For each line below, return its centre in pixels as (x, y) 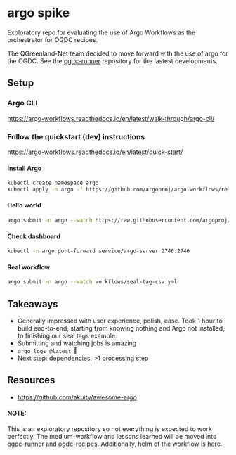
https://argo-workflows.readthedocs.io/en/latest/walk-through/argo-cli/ (111, 118)
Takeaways (33, 304)
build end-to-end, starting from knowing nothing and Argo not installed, (121, 328)
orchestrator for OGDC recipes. (53, 39)
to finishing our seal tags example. (67, 335)
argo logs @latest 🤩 (47, 350)
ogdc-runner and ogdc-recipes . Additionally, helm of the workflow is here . (115, 444)
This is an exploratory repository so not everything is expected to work (110, 429)
